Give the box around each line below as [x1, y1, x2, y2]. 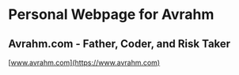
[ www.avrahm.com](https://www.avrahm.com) [8, 58, 161, 67]
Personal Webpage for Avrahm [8, 6, 214, 24]
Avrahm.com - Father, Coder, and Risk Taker [8, 37, 231, 51]
